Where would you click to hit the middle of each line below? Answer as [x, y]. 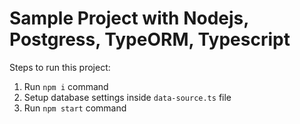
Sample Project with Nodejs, [129, 18]
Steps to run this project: [60, 67]
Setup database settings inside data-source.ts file [127, 97]
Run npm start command [75, 108]
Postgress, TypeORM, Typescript [150, 39]
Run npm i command [66, 86]
